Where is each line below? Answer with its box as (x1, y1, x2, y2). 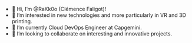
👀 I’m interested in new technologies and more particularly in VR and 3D (11, 12, 187, 19)
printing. (11, 18, 32, 24)
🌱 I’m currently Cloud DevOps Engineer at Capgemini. (11, 24, 143, 31)
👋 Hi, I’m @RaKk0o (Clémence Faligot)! (11, 6, 107, 12)
